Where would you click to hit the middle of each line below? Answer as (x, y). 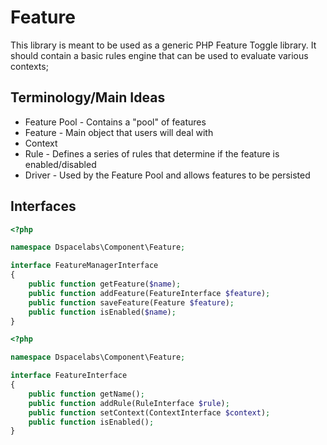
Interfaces (43, 206)
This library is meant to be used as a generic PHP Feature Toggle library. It (163, 45)
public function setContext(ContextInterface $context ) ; (149, 412)
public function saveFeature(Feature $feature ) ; (131, 302)
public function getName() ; (86, 394)
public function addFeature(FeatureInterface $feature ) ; (149, 293)
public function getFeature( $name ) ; (105, 284)
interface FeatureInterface (69, 376)
